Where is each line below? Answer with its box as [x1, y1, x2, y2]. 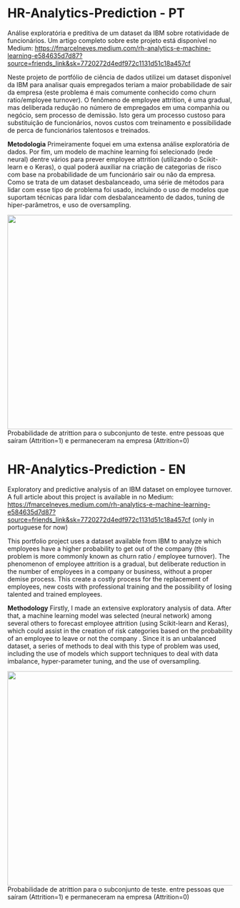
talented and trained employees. [7, 589, 102, 598]
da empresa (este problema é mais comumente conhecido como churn [7, 88, 216, 96]
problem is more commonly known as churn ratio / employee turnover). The [7, 552, 231, 560]
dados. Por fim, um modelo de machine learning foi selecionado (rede [7, 147, 213, 156]
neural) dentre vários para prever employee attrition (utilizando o [7, 155, 198, 164]
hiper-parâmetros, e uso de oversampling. [7, 200, 131, 209]
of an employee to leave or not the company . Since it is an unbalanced [7, 634, 216, 642]
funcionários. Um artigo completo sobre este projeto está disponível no [7, 36, 217, 44]
